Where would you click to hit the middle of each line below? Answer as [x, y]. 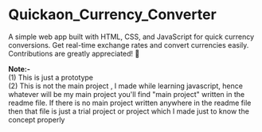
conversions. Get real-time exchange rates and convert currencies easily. [129, 45]
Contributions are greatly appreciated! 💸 [74, 53]
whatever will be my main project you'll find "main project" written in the [127, 94]
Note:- [19, 68]
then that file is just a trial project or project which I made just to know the [129, 111]
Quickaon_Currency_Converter [112, 15]
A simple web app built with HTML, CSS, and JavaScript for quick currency [131, 37]
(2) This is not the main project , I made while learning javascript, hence [125, 86]
